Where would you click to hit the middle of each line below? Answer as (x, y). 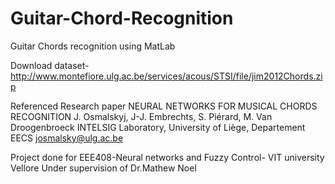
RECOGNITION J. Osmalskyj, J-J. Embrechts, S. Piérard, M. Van (141, 116)
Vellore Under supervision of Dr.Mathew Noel (103, 168)
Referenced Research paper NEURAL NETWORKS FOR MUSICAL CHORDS (164, 106)
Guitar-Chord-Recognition (122, 18)
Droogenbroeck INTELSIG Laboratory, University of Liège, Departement (158, 127)
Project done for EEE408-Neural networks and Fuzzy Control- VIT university (167, 157)
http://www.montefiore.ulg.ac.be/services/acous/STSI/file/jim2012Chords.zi (166, 76)
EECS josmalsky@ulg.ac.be (67, 138)
